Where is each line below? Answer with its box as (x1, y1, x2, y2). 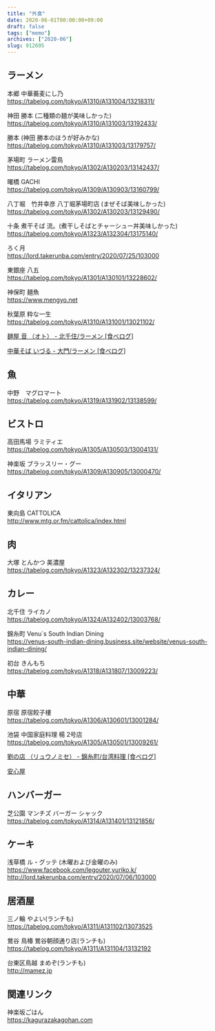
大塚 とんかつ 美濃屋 (7, 558, 65, 567)
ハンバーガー (7, 790, 62, 801)
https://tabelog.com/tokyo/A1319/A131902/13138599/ (7, 396, 157, 405)
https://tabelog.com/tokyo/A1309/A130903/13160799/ (7, 185, 160, 194)
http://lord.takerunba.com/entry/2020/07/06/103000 (7, 873, 156, 882)
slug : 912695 (7, 42, 45, 49)
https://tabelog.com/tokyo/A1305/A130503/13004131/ (7, 446, 158, 454)
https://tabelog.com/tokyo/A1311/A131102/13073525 (7, 922, 153, 931)
